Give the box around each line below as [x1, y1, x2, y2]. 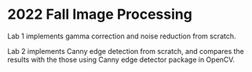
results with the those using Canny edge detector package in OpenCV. [7, 55, 236, 64]
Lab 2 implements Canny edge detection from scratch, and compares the [7, 46, 245, 56]
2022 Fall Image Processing [7, 5, 193, 23]
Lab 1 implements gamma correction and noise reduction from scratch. [7, 31, 236, 41]
